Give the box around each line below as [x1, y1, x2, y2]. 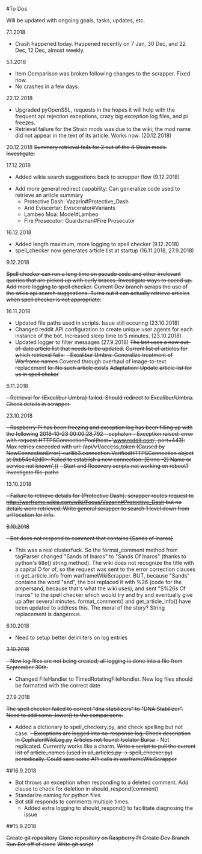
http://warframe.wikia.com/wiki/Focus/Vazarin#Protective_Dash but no [6, 499, 182, 506]
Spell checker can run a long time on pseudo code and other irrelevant [6, 270, 182, 277]
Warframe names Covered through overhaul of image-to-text [14, 358, 167, 365]
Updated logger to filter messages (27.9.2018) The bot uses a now [14, 339, 179, 346]
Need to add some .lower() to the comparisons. [6, 712, 123, 719]
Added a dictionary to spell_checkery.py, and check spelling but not [14, 724, 183, 730]
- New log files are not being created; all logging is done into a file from [6, 657, 183, 664]
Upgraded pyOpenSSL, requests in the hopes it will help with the [14, 106, 176, 113]
